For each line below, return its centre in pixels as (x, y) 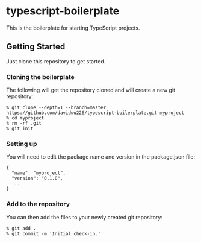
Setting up (22, 144)
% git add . (21, 228)
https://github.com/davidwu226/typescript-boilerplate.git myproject (95, 113)
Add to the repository (38, 204)
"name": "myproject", (39, 173)
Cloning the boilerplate (40, 77)
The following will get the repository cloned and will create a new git (91, 90)
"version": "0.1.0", (37, 178)
